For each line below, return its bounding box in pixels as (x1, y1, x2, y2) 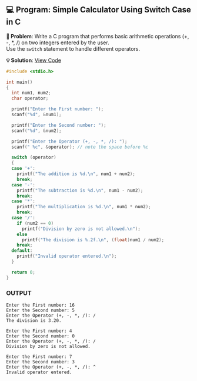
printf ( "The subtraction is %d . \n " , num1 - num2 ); (16, 188, 143, 193)
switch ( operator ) (11, 155, 57, 160)
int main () (6, 79, 33, 85)
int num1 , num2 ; (11, 90, 51, 96)
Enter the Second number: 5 (6, 307, 75, 313)
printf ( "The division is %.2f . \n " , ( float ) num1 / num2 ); (21, 237, 165, 243)
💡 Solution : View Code (6, 57, 62, 64)
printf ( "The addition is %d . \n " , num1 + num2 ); (16, 171, 135, 177)
